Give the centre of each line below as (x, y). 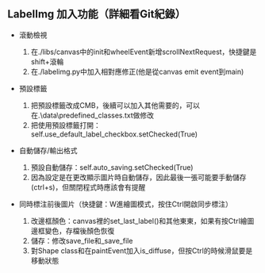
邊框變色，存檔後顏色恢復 (73, 231)
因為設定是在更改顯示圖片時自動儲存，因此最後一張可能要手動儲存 (138, 177)
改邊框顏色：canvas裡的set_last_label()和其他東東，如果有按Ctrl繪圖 (142, 221)
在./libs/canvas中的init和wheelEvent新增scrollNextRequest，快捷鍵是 (144, 52)
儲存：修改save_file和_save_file (82, 240)
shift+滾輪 (47, 61)
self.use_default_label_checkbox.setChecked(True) (114, 134)
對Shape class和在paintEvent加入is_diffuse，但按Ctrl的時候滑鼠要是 (142, 250)
